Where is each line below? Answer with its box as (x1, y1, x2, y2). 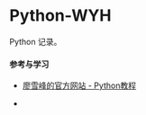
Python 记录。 (9, 36, 62, 47)
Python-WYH (9, 5, 112, 26)
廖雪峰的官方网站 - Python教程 (22, 80, 137, 91)
